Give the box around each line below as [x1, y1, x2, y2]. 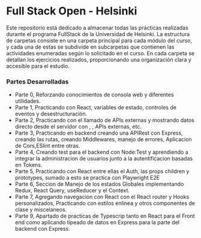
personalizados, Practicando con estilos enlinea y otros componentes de [14, 200, 195, 207]
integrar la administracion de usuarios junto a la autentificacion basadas [14, 155, 193, 162]
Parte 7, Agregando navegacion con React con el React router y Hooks [14, 194, 190, 201]
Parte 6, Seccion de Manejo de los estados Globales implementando [14, 180, 184, 188]
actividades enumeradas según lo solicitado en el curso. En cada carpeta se [6, 49, 195, 56]
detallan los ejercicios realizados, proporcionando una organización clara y [6, 56, 192, 63]
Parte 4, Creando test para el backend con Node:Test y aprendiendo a [14, 148, 189, 156]
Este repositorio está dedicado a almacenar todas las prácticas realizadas [6, 24, 189, 31]
